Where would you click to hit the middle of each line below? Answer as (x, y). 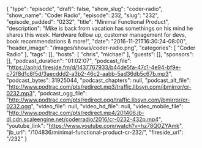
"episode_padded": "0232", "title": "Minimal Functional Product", (88, 22)
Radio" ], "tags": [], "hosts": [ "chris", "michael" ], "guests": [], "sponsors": (100, 54)
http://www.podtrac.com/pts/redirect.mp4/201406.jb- (77, 113)
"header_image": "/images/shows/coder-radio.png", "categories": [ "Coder (101, 48)
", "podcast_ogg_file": (60, 93)
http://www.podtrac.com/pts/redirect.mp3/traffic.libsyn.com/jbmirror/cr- (100, 87)
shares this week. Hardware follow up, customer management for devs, (96, 35)
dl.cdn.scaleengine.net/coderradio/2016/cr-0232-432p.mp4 (83, 119)
